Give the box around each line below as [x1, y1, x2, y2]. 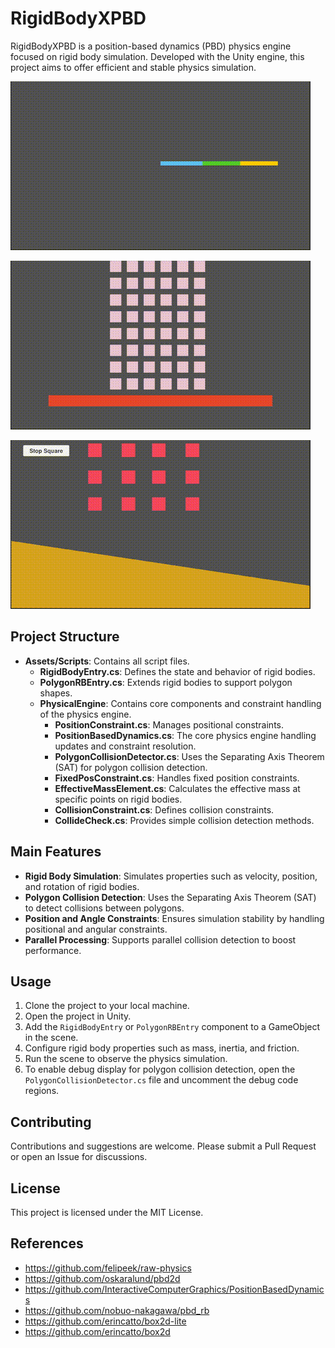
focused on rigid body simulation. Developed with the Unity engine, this [10, 50, 305, 62]
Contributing [10, 1113, 92, 1131]
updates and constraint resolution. [54, 740, 197, 752]
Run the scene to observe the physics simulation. [24, 1053, 228, 1065]
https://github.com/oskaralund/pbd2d [24, 1272, 181, 1284]
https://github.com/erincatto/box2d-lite [24, 1315, 187, 1327]
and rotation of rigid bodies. [24, 880, 140, 892]
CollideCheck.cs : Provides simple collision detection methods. [54, 814, 315, 826]
